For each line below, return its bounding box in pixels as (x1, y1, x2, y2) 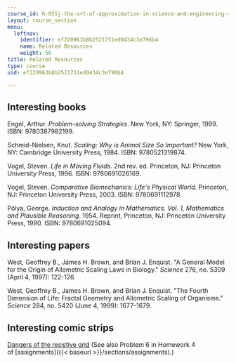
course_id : (7, 10, 39, 18)
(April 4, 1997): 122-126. (7, 273, 76, 282)
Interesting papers (7, 239, 90, 251)
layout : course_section (7, 17, 77, 24)
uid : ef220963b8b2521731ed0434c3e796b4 (7, 69, 124, 76)
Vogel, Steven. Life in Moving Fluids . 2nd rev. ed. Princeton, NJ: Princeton (7, 162, 221, 171)
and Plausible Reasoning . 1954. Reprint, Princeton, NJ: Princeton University (7, 211, 226, 220)
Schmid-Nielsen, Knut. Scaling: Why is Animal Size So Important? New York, (7, 141, 229, 150)
